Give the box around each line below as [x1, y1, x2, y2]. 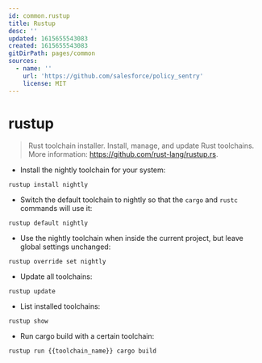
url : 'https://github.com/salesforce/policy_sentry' [23, 72, 204, 80]
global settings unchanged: [19, 242, 111, 251]
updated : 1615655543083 [8, 34, 89, 43]
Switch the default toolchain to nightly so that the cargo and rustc [19, 195, 238, 205]
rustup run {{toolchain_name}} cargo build [8, 347, 157, 356]
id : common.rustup [8, 11, 70, 20]
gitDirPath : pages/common [8, 49, 95, 57]
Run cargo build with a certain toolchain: [19, 331, 155, 341]
